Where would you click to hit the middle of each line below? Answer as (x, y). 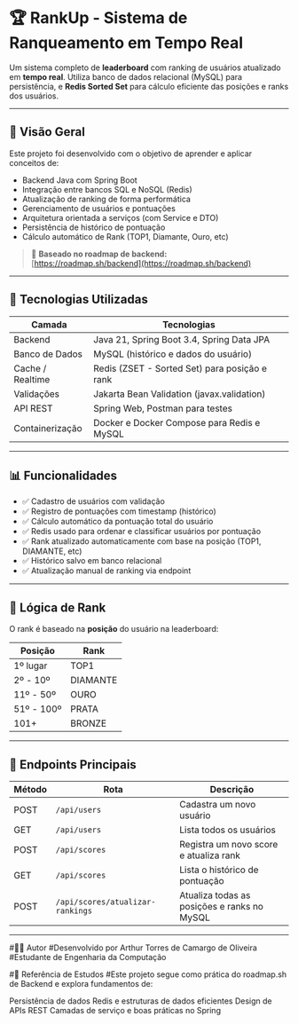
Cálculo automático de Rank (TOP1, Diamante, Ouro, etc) (125, 236)
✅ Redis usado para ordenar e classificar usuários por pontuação (141, 532)
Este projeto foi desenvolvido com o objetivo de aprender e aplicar (131, 154)
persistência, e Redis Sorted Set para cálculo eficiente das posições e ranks (149, 86)
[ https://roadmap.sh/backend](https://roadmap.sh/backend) (141, 263)
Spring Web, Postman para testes (163, 408)
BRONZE (89, 723)
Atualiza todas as (215, 895)
